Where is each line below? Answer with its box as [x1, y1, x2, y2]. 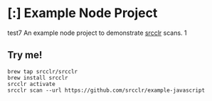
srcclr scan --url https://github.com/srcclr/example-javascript [7, 87, 205, 94]
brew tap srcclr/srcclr [7, 68, 78, 75]
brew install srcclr [7, 74, 69, 81]
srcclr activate [7, 80, 55, 87]
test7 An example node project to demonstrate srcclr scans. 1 [7, 28, 187, 37]
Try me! [7, 49, 43, 61]
